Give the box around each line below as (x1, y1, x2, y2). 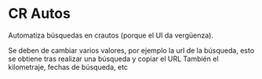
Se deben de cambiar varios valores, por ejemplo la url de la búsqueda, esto (8, 45, 255, 55)
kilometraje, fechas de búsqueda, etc (8, 62, 128, 71)
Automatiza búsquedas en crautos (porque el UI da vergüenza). (8, 31, 214, 40)
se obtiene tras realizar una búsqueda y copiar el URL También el (8, 54, 219, 63)
